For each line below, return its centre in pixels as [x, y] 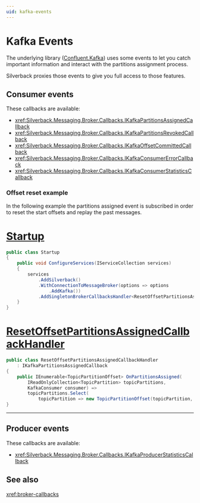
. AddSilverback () [60, 280]
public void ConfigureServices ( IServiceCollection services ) [94, 263]
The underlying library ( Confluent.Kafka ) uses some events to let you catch [99, 58]
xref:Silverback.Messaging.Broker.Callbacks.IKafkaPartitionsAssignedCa [104, 121]
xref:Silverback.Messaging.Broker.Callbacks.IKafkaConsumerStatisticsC [103, 171]
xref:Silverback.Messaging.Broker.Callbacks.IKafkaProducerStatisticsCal [104, 455]
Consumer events [40, 94]
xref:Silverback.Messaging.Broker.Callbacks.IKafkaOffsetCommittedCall [103, 146]
